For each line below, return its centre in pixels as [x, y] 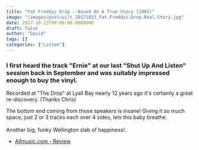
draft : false [22, 28]
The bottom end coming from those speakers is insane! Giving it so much [95, 111]
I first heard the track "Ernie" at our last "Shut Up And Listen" [96, 65]
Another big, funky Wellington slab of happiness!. [66, 130]
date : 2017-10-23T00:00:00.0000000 [50, 23]
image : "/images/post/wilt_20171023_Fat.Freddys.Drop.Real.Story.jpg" [95, 17]
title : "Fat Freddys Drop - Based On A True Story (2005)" [81, 12]
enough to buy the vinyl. [42, 80]
